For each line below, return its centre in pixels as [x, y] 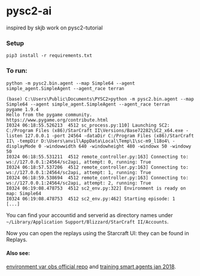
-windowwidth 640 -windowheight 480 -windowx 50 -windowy [118, 146]
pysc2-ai [29, 11]
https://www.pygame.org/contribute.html [57, 120]
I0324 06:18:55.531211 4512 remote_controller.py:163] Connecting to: [97, 157]
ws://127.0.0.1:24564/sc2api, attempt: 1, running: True [79, 172]
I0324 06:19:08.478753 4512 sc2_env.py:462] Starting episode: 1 [91, 199]
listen [14, 136]
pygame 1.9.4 [22, 109]
